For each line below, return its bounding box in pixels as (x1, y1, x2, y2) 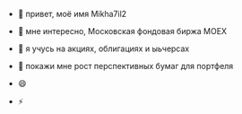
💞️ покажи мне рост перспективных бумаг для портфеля (17, 61, 234, 71)
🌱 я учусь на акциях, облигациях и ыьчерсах (17, 43, 190, 54)
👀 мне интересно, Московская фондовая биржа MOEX (17, 26, 227, 36)
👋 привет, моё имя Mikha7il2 (17, 9, 127, 19)
